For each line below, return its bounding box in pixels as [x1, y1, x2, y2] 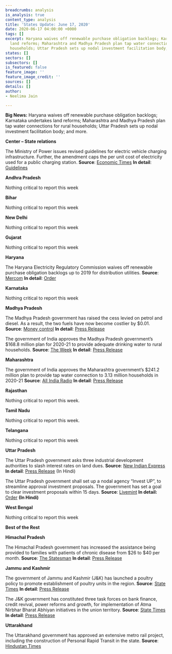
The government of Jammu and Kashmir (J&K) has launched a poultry [5, 575, 153, 581]
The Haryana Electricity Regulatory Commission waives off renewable [5, 264, 153, 270]
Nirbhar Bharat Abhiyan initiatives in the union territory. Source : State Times [5, 607, 166, 613]
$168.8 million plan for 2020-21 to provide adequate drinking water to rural [5, 341, 162, 347]
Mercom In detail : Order [5, 275, 56, 282]
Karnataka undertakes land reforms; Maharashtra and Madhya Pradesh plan [5, 118, 165, 124]
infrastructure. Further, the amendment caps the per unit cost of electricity [5, 154, 163, 160]
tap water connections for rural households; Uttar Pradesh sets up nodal [5, 123, 158, 129]
